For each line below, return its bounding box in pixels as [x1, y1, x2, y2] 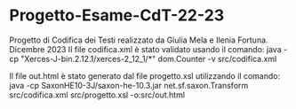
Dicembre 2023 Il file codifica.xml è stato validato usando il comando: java [9, 43, 282, 54]
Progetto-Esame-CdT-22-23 [9, 5, 225, 26]
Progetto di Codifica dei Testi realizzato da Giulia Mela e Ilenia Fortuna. [9, 35, 268, 45]
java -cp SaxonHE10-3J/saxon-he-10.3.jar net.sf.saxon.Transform [9, 80, 249, 90]
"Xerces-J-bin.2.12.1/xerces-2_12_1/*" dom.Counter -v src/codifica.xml [20, 53, 277, 64]
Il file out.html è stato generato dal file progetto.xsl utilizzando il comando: [9, 70, 281, 81]
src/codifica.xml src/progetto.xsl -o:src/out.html [9, 90, 185, 100]
